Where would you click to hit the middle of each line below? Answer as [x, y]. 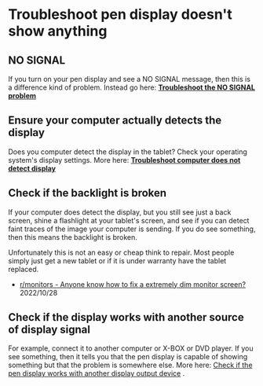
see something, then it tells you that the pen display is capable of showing [128, 357]
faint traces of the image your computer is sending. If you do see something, [132, 229]
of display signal [49, 330]
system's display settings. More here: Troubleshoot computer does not [124, 160]
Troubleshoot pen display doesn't [121, 15]
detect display [32, 168]
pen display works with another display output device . [97, 373]
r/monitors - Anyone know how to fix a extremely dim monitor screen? [132, 284]
